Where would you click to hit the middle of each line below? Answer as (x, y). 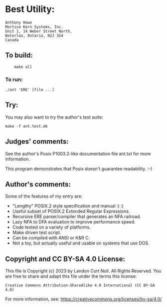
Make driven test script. (37, 232)
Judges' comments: (37, 142)
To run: (14, 79)
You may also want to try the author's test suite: (54, 117)
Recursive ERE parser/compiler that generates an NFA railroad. (77, 216)
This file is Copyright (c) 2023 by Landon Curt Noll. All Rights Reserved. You (83, 271)
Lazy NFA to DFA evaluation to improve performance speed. (74, 222)
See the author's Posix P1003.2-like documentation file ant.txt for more (78, 153)
